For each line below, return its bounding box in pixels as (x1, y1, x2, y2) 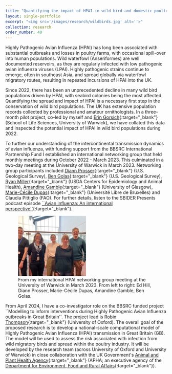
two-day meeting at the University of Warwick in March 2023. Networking (5, 162, 161, 168)
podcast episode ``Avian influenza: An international (5, 200, 113, 207)
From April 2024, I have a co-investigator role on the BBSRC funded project (5, 302, 164, 309)
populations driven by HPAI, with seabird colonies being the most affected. (5, 93, 163, 99)
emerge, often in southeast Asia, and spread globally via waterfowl (5, 72, 146, 78)
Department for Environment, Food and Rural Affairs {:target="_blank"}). (5, 362, 156, 368)
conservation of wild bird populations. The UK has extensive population (5, 103, 156, 109)
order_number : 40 (5, 30, 42, 35)
